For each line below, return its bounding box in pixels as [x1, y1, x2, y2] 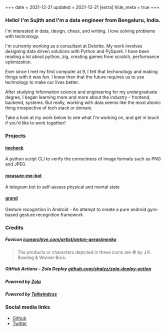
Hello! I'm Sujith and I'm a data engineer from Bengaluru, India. [5, 16, 161, 23]
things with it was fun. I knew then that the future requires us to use [5, 74, 144, 80]
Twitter [12, 320, 27, 326]
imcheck [5, 144, 24, 150]
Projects [5, 132, 26, 139]
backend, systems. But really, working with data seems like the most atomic [5, 99, 161, 105]
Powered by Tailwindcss [5, 291, 57, 297]
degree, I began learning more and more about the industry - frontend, [5, 94, 151, 100]
